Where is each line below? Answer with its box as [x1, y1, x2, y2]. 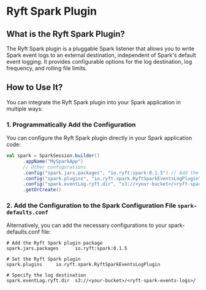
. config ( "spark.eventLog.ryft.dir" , [22, 181, 116, 188]
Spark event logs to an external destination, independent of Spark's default [6, 52, 196, 59]
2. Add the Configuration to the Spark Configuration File [6, 201, 177, 210]
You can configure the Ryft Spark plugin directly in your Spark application [6, 134, 192, 142]
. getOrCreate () [22, 187, 62, 193]
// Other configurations [22, 164, 86, 170]
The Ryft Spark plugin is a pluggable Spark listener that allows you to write [6, 45, 195, 52]
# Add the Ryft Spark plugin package [6, 240, 103, 246]
